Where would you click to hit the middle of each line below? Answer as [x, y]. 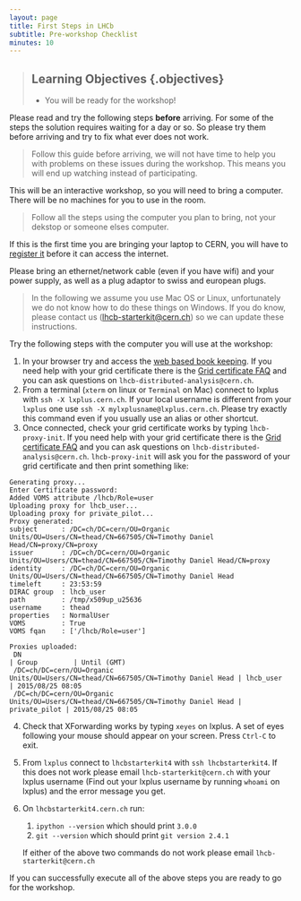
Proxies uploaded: [43, 647]
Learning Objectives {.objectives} [128, 78]
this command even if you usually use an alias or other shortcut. [140, 418]
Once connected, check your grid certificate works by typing [135, 428]
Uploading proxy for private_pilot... [82, 514]
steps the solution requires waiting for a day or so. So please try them [138, 127]
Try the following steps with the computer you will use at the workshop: [141, 344]
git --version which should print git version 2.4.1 [133, 836]
